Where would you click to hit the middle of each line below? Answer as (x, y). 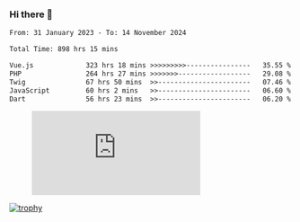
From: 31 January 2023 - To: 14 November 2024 (98, 33)
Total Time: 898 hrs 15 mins (64, 49)
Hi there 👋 (31, 14)
